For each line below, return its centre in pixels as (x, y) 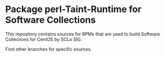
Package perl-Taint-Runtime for (73, 9)
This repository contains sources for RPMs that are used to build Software (83, 34)
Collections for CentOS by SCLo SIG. (44, 39)
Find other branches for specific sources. (48, 49)
